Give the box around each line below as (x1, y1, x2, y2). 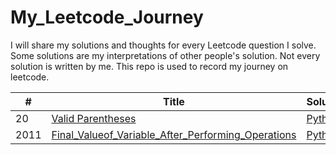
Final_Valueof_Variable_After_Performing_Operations (51, 127, 297, 141)
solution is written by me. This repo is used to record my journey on (10, 60, 289, 72)
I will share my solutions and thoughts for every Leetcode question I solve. (10, 39, 317, 51)
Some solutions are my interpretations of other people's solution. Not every (10, 49, 321, 61)
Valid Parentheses (51, 111, 137, 125)
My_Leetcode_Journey (10, 6, 204, 29)
